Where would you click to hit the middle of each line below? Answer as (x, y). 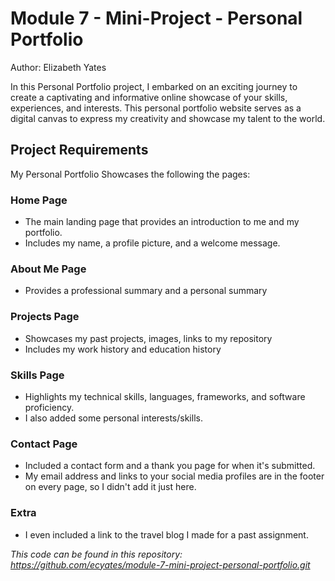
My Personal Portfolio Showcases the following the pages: (130, 174)
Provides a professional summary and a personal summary (146, 291)
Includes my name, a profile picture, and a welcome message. (152, 243)
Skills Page (37, 375)
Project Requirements (79, 150)
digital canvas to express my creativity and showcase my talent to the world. (168, 118)
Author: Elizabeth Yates (58, 67)
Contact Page (44, 444)
